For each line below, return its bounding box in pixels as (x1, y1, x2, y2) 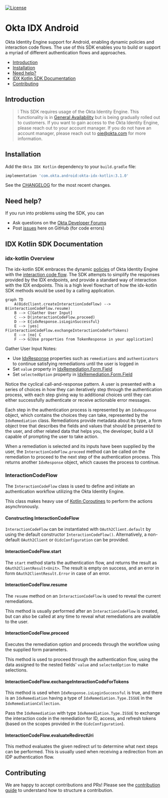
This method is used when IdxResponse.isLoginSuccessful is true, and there (5, 690, 162, 696)
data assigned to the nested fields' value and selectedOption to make (5, 662, 149, 668)
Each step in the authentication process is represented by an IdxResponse (5, 407, 156, 413)
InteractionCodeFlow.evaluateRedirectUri (5, 732, 94, 738)
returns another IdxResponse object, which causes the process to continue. (5, 459, 160, 465)
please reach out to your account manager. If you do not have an (17, 125, 151, 131)
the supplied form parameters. (5, 647, 68, 653)
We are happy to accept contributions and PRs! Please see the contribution (5, 782, 160, 788)
